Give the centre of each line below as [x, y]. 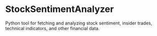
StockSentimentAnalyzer [60, 9]
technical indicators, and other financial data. [53, 28]
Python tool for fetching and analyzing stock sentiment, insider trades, [79, 23]
